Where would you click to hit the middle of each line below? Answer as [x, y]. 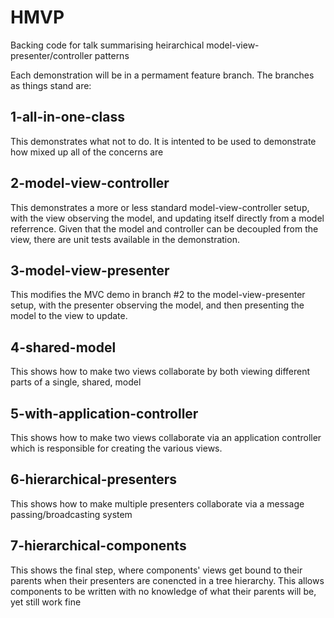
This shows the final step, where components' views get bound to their [156, 570]
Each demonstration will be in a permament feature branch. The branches [162, 75]
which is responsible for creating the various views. [116, 448]
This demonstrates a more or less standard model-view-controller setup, [160, 207]
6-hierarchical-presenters [94, 479]
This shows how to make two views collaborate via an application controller [166, 437]
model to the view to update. [69, 316]
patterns [112, 55]
